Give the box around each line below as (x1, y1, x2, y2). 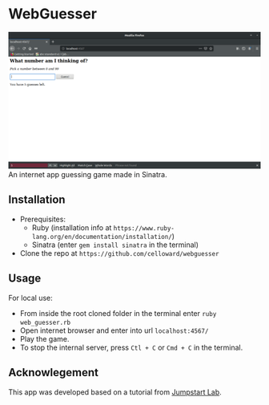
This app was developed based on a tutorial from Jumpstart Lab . (8, 387, 222, 397)
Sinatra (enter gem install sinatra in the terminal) (31, 240, 199, 249)
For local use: (8, 293, 54, 302)
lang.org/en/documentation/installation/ (31, 233, 172, 241)
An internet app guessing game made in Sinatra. (8, 170, 167, 180)
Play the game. (19, 334, 70, 343)
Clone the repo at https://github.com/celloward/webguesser (19, 248, 219, 257)
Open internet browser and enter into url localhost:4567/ (19, 326, 209, 335)
